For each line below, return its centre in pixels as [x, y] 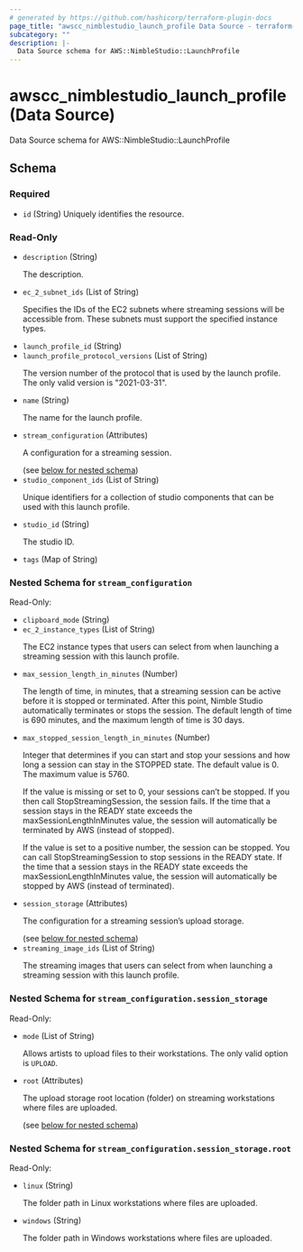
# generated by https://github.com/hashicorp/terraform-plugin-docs [141, 18]
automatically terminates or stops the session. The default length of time [157, 710]
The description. [53, 274]
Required [30, 194]
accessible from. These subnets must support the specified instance [150, 319]
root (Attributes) [53, 1080]
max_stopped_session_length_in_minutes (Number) [116, 737]
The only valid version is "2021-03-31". [95, 383]
